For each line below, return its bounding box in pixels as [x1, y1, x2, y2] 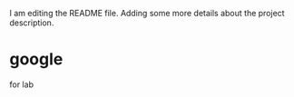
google [9, 49, 64, 70]
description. [9, 17, 54, 28]
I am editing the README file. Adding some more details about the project [9, 8, 285, 18]
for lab [9, 79, 34, 90]
